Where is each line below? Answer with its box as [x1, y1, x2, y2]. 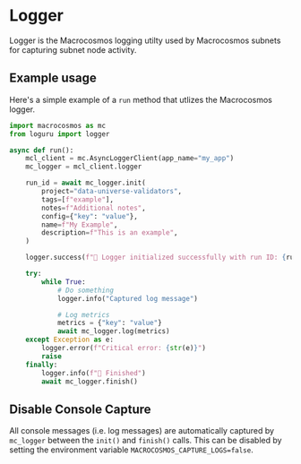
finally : [25, 360, 58, 369]
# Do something [56, 286, 115, 295]
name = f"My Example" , [41, 220, 118, 229]
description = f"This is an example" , [41, 228, 178, 237]
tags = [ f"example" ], [41, 194, 115, 204]
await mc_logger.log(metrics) [56, 327, 170, 336]
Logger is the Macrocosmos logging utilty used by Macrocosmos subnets [9, 35, 281, 46]
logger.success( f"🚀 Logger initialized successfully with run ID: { [25, 253, 287, 262]
